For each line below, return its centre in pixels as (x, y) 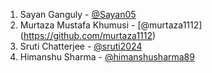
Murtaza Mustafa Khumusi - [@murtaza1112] (111, 25)
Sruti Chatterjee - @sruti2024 (81, 46)
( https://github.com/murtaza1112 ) (88, 35)
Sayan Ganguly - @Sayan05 (78, 14)
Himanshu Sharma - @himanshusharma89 (107, 57)
